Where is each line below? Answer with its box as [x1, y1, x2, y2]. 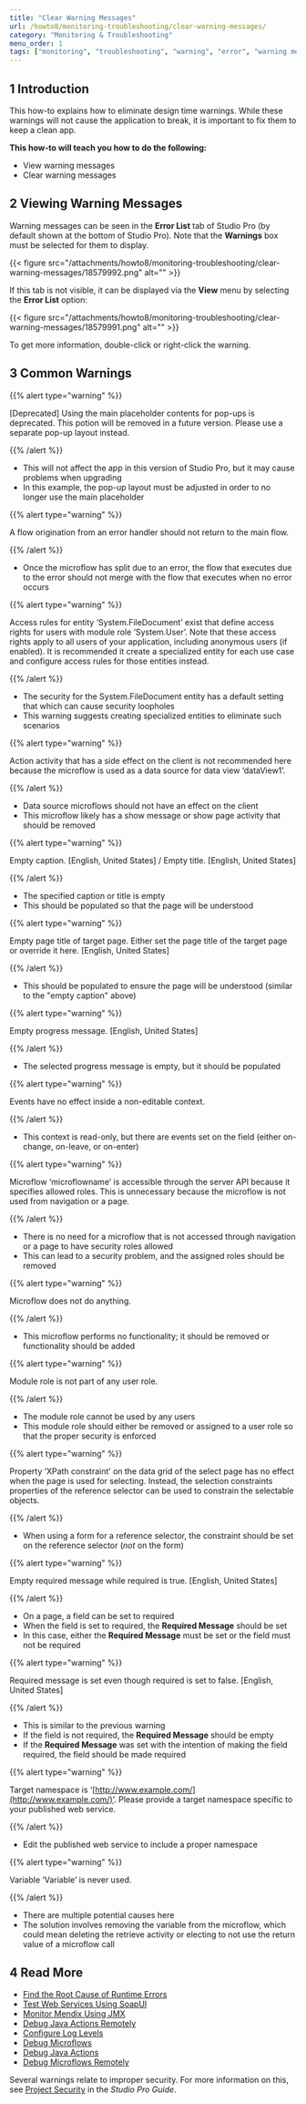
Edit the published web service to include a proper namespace [22, 1839, 258, 1850]
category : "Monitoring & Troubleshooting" [9, 30, 173, 39]
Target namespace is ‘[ [9, 1784, 96, 1795]
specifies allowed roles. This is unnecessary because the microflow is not [9, 1186, 287, 1197]
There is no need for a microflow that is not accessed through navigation [22, 1231, 296, 1242]
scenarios [22, 719, 61, 730]
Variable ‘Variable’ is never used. [9, 1874, 132, 1885]
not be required [22, 1639, 81, 1650]
